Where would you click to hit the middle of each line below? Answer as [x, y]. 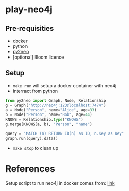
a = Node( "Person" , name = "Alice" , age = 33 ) [51, 110]
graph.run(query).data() [32, 138]
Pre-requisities [30, 28]
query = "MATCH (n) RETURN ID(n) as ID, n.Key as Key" [65, 134]
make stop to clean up [35, 148]
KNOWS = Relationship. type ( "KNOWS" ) [44, 120]
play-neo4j [29, 9]
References [30, 169]
